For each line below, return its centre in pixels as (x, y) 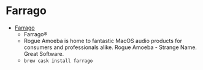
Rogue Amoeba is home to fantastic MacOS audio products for (103, 41)
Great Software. (44, 53)
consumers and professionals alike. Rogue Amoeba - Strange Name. (110, 47)
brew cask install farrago (58, 61)
